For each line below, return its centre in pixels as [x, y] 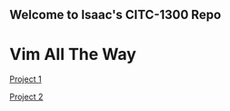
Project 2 [26, 97]
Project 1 [26, 79]
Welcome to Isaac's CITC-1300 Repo [115, 15]
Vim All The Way [73, 54]
